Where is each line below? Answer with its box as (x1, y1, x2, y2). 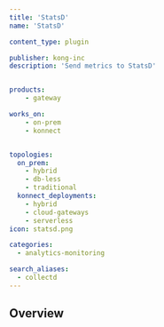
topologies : (9, 150, 53, 159)
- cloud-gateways (25, 208, 90, 217)
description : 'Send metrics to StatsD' (9, 61, 157, 71)
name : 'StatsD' (9, 21, 66, 30)
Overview (9, 306, 65, 321)
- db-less (25, 175, 62, 184)
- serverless (25, 216, 74, 225)
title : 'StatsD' (9, 12, 69, 22)
